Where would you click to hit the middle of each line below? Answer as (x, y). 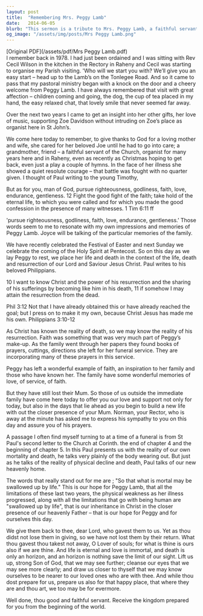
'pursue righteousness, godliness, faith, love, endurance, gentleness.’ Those (101, 220)
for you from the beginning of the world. (56, 607)
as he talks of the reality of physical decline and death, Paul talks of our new (101, 463)
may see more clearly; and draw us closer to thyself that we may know (94, 569)
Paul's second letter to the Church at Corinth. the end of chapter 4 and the (99, 443)
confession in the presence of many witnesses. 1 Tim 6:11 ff (80, 208)
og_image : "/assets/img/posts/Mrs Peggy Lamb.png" (71, 34)
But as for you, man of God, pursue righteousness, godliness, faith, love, (96, 189)
